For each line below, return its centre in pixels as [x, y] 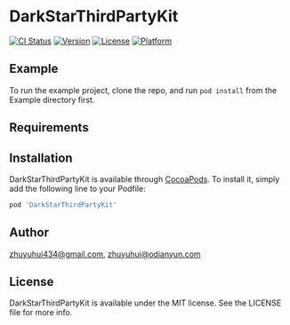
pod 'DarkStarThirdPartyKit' [63, 205]
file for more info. [41, 313]
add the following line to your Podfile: [78, 188]
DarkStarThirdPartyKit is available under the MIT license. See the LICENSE [145, 303]
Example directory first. [52, 99]
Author [29, 233]
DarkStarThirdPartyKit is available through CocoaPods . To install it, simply [145, 178]
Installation [41, 158]
